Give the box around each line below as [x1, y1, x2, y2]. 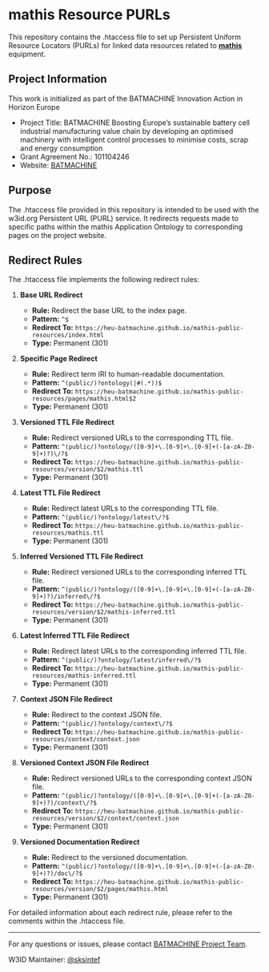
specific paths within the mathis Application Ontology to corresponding [8, 222, 243, 232]
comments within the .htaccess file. [8, 916, 126, 926]
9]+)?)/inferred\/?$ [31, 593, 101, 601]
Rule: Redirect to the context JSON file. [31, 710, 163, 720]
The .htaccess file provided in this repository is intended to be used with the [8, 204, 259, 214]
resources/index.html [31, 331, 104, 340]
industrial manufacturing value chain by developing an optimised [19, 126, 234, 135]
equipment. [8, 49, 46, 58]
